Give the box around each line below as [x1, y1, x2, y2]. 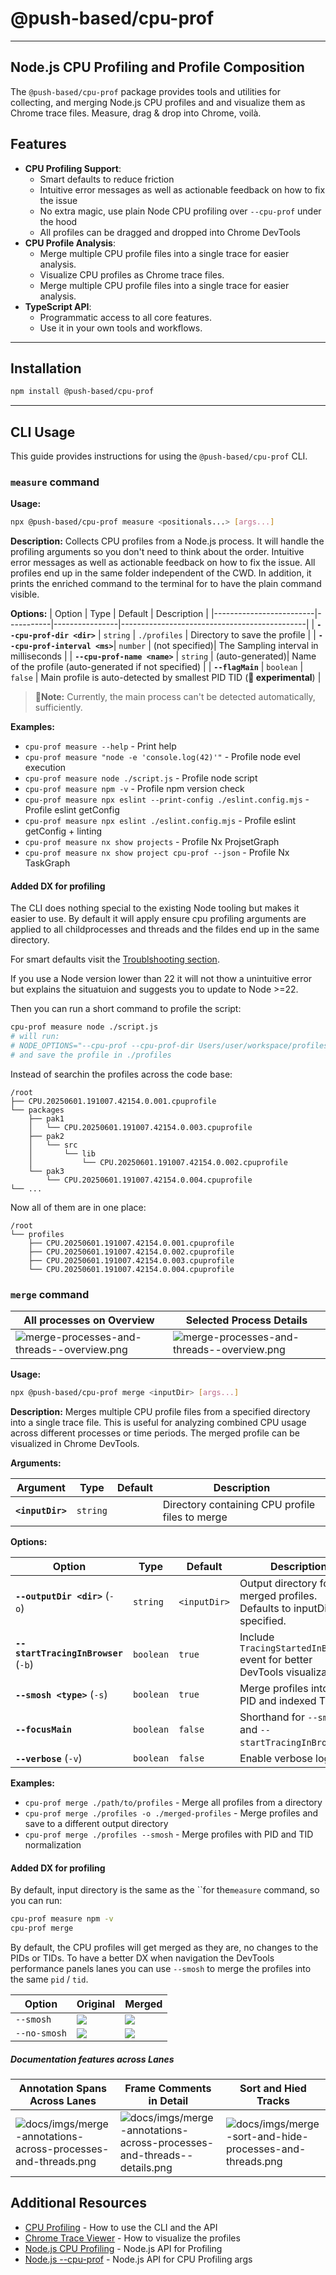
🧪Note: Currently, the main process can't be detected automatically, [34, 691, 316, 703]
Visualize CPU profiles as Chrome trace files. [39, 268, 225, 281]
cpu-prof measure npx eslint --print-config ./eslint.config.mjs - [24, 793, 310, 806]
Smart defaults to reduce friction [39, 173, 175, 185]
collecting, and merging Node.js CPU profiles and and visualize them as [10, 96, 306, 108]
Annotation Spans [18, 2082, 107, 2096]
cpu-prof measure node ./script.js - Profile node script [24, 772, 258, 784]
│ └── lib [28, 1148, 97, 1159]
